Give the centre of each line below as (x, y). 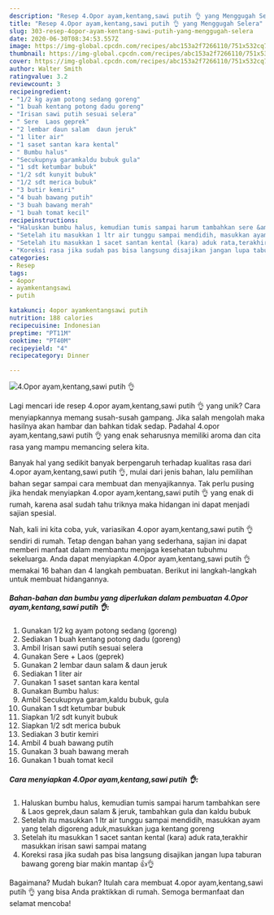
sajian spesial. (33, 513)
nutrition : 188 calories (51, 318)
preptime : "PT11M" (40, 333)
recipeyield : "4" (39, 348)
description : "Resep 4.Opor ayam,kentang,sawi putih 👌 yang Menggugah (133, 16)
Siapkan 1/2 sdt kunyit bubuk (70, 717)
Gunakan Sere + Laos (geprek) (72, 656)
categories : (29, 258)
